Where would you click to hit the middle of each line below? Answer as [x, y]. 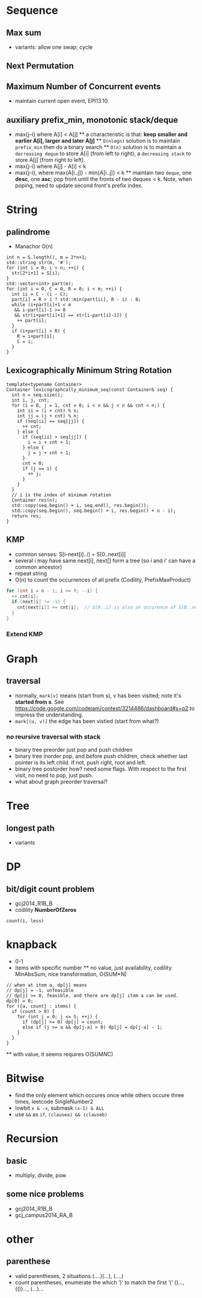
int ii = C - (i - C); [40, 294]
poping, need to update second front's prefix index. [79, 186]
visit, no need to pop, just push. [54, 775]
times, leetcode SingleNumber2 [54, 1101]
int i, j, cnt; [31, 400]
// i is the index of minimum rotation [62, 495]
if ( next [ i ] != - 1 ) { [39, 602]
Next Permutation [40, 66]
